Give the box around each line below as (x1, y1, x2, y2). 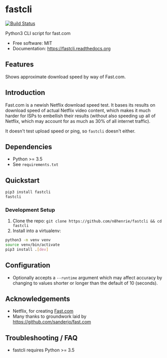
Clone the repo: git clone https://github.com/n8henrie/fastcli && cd (12, 218, 162, 224)
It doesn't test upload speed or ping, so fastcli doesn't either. (5, 128, 136, 134)
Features (5, 60, 34, 69)
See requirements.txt (12, 161, 59, 168)
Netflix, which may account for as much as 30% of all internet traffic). (5, 118, 151, 124)
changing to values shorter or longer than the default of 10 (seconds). (12, 280, 158, 286)
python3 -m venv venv (5, 238, 51, 243)
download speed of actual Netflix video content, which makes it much (5, 107, 151, 113)
